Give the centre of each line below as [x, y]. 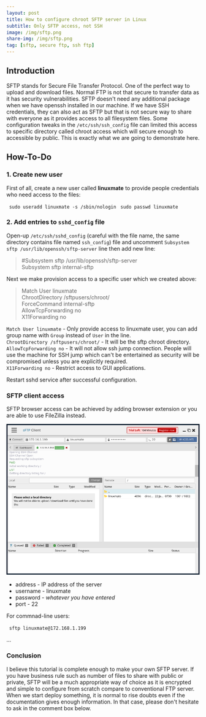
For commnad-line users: [38, 616]
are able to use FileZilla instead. [46, 416]
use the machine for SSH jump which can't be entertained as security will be [103, 355]
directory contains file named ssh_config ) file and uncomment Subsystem [98, 242]
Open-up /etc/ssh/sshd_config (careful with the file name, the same [93, 236]
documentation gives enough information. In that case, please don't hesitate [103, 702]
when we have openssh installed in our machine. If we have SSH [88, 105]
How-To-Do [29, 157]
